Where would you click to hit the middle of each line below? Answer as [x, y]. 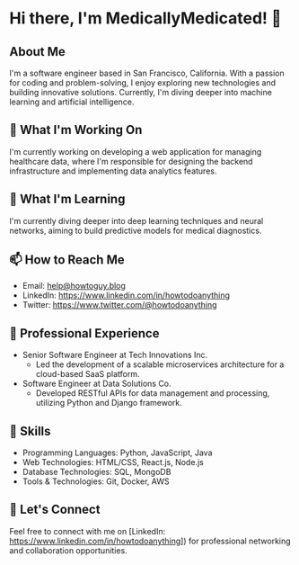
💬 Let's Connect [55, 510]
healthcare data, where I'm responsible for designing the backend [131, 161]
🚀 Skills [30, 431]
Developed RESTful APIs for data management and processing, [153, 393]
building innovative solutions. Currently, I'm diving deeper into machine [141, 92]
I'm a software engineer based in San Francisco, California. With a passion [147, 73]
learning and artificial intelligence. [72, 102]
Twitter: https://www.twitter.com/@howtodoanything [119, 305]
